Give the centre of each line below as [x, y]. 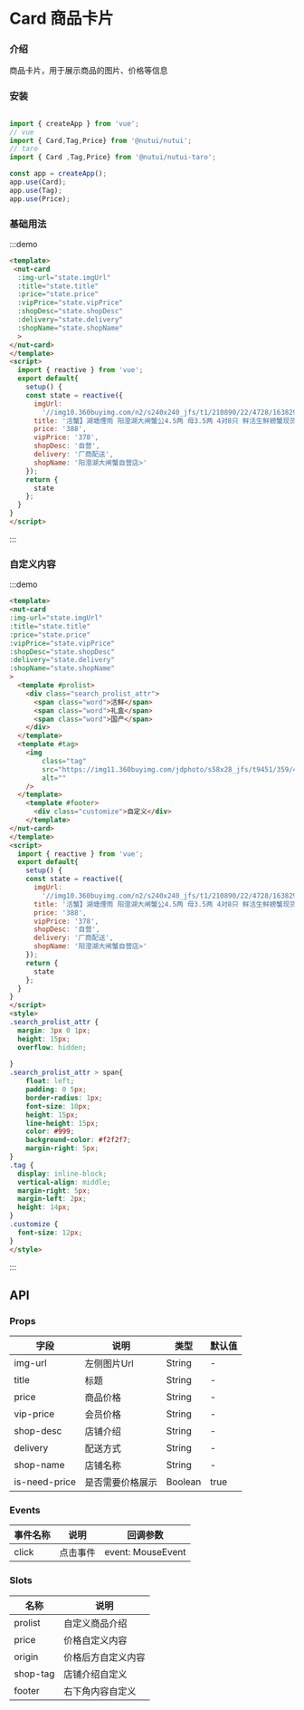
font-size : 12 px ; [50, 1233]
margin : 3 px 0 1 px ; [54, 1030]
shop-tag [34, 1674]
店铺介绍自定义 [95, 1674]
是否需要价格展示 [121, 1483]
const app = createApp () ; [58, 174]
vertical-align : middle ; [64, 1182]
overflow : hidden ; [52, 1047]
